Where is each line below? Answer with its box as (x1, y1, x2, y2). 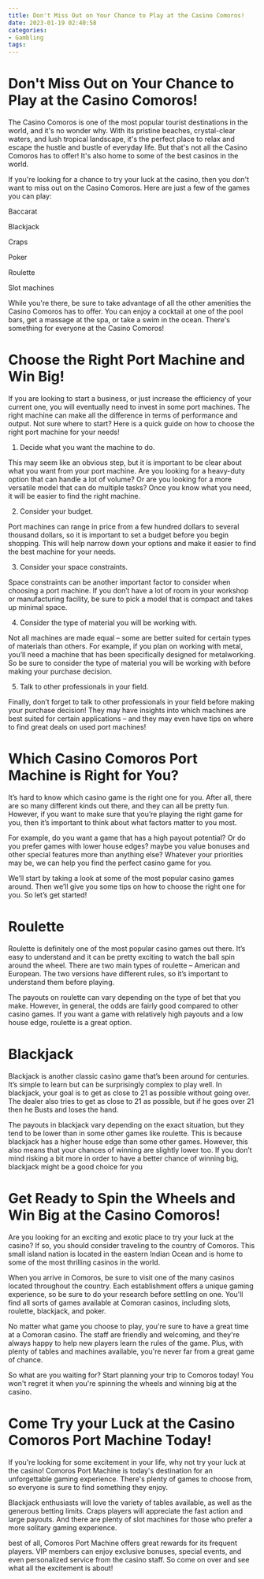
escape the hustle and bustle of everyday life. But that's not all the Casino (8, 143, 248, 152)
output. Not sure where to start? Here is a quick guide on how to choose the (8, 419, 255, 428)
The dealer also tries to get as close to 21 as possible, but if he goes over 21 (8, 1096, 255, 1105)
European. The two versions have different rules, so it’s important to (8, 968, 229, 978)
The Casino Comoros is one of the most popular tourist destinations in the (8, 117, 248, 127)
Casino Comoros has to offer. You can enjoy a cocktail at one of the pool (8, 307, 244, 316)
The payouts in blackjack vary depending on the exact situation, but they (8, 1120, 244, 1129)
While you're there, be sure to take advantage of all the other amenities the (8, 299, 251, 308)
